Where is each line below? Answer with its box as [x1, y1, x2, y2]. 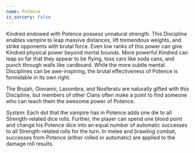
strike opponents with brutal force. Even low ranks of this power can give [6, 42, 183, 50]
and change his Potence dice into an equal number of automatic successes [6, 121, 188, 128]
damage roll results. [6, 140, 54, 147]
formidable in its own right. [6, 74, 71, 81]
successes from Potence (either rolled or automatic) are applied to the [6, 134, 176, 141]
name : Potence [6, 8, 41, 15]
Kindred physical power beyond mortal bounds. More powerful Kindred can [6, 49, 189, 56]
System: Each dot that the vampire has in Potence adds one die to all [6, 109, 172, 116]
